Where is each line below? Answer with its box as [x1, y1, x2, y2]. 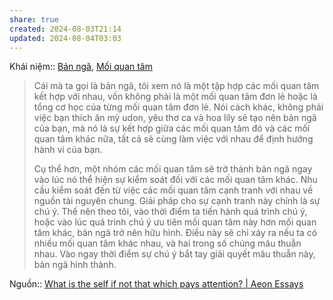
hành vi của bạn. [33, 144, 103, 156]
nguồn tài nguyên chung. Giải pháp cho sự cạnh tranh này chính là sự [33, 195, 321, 207]
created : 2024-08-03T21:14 [9, 24, 122, 34]
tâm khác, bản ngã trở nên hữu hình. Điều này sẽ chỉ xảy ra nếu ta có [33, 227, 318, 239]
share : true [9, 14, 59, 25]
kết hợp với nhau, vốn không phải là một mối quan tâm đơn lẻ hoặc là [33, 91, 318, 103]
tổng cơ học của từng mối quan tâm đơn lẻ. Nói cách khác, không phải [33, 101, 324, 113]
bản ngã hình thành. [33, 259, 117, 271]
